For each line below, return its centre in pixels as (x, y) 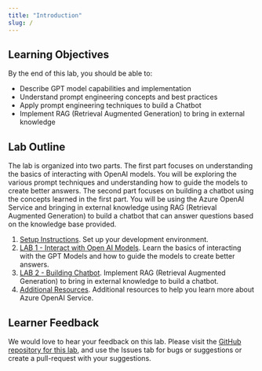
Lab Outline (37, 147)
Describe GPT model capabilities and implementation (106, 89)
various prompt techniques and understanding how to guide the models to (128, 182)
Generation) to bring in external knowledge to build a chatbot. (119, 281)
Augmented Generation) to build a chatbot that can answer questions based (131, 216)
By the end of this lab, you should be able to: (80, 73)
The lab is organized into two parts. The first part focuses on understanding (131, 166)
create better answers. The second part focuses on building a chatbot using (131, 191)
